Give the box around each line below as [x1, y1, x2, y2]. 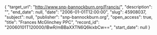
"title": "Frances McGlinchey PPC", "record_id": [4, 19, 99, 25]
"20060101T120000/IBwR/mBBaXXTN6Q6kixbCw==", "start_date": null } [4, 24, 151, 30]
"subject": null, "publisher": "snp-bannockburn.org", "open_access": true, [4, 14, 153, 20]
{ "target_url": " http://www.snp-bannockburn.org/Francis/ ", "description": [4, 4, 153, 10]
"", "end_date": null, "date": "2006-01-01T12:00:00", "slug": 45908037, [4, 9, 147, 15]
